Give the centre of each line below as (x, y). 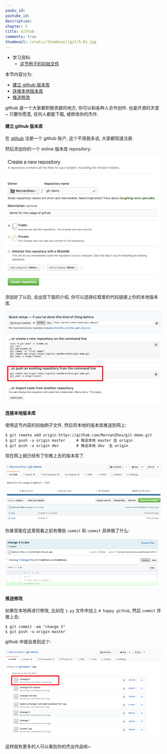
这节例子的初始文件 (40, 63)
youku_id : (15, 10)
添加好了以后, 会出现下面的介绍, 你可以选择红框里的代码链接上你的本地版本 (82, 297)
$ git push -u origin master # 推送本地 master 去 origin (69, 440)
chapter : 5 (16, 26)
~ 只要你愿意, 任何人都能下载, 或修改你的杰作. (52, 114)
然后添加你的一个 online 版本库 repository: (48, 149)
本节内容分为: (19, 74)
